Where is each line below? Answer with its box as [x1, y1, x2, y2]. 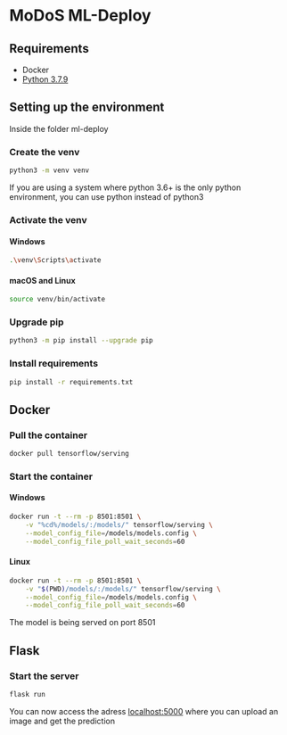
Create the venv [9, 145, 80, 158]
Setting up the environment [9, 100, 165, 115]
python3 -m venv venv [9, 166, 90, 175]
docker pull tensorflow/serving [9, 450, 129, 458]
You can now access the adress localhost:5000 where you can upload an [9, 706, 279, 716]
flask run [9, 690, 46, 698]
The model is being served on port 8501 [9, 617, 156, 628]
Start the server [9, 670, 79, 682]
